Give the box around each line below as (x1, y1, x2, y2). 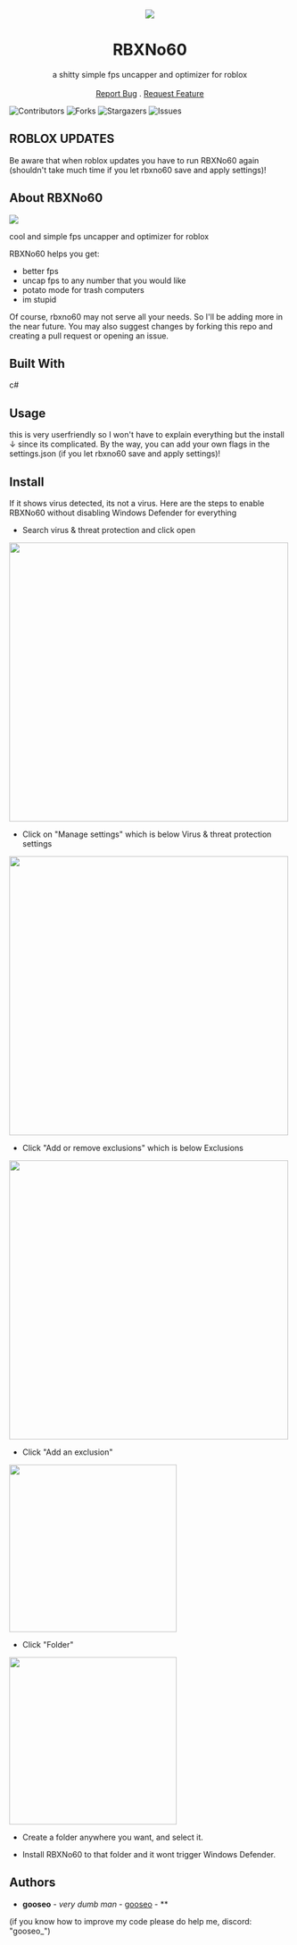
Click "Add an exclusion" (21, 1447, 113, 1457)
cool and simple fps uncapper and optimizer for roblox (9, 230, 210, 241)
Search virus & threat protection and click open (21, 525, 196, 535)
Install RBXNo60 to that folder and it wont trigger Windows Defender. (21, 1849, 276, 1859)
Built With (9, 355, 65, 371)
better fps (21, 265, 60, 276)
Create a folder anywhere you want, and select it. (21, 1832, 203, 1842)
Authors (9, 1875, 56, 1891)
